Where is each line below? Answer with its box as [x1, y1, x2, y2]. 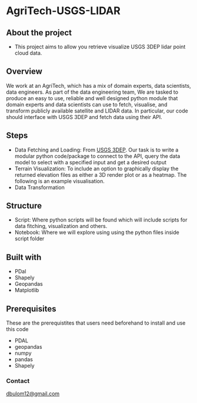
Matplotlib [14, 287, 39, 294]
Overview [6, 67, 43, 77]
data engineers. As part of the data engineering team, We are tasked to [6, 88, 178, 95]
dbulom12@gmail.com [6, 390, 60, 397]
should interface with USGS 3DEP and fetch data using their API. [6, 113, 163, 120]
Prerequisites [6, 303, 56, 313]
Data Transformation [14, 184, 65, 191]
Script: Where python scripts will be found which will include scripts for [14, 216, 188, 223]
